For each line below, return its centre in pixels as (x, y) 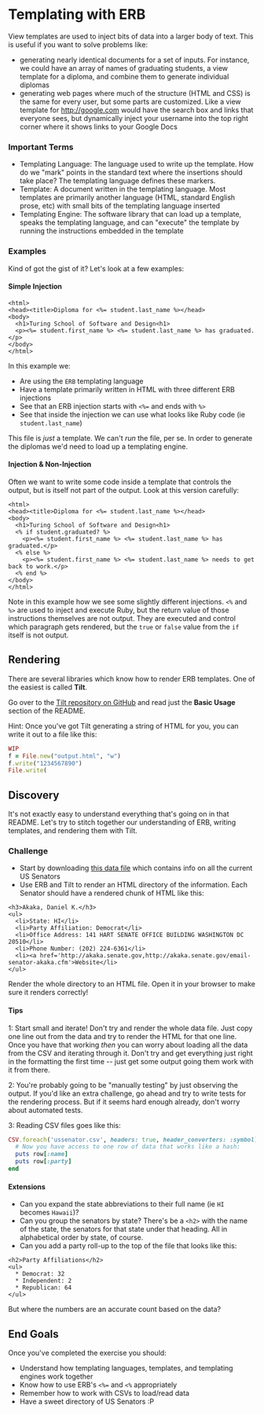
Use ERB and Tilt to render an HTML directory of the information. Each (133, 885)
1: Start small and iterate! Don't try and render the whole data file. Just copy (130, 1028)
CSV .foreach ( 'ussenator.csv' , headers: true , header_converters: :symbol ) (133, 1140)
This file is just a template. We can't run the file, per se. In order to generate (130, 438)
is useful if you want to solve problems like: (78, 44)
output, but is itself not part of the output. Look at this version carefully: (124, 490)
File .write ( (27, 771)
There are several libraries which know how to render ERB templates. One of (132, 678)
